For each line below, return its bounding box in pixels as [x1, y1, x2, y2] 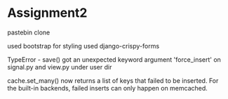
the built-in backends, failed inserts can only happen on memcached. [7, 84, 208, 92]
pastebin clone [7, 28, 51, 37]
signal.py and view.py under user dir [7, 62, 112, 71]
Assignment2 [7, 5, 88, 21]
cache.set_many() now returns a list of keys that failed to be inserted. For [7, 76, 219, 85]
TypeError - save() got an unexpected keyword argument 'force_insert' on [7, 55, 221, 64]
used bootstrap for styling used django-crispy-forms [7, 41, 160, 50]
